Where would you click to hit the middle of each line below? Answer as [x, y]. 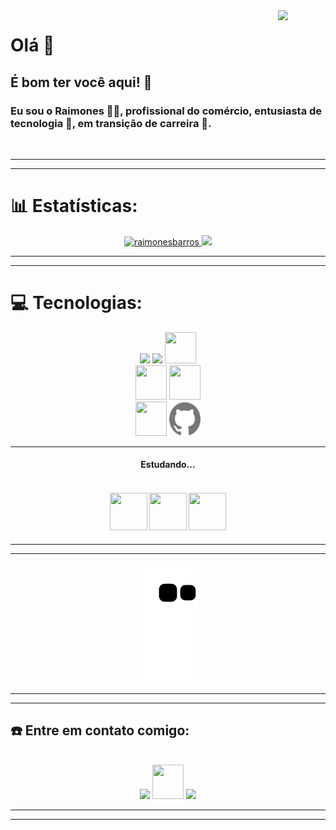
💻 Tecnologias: [76, 303]
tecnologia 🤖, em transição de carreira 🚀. [111, 123]
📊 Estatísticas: [74, 206]
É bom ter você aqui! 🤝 [81, 82]
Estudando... [168, 465]
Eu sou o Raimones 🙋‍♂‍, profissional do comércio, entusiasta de [166, 111]
